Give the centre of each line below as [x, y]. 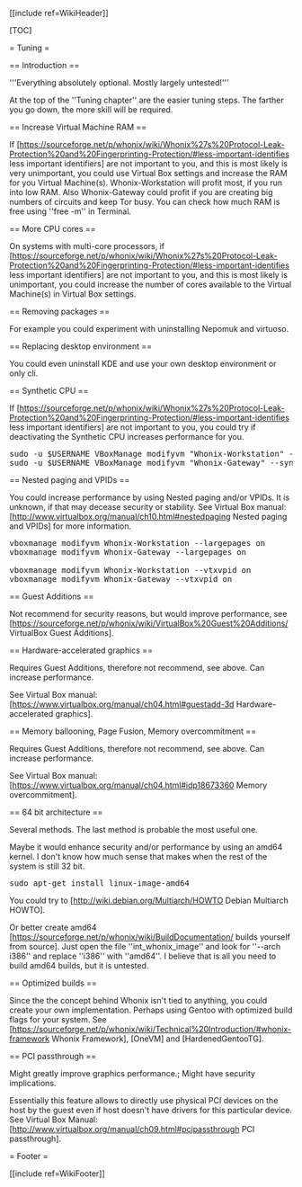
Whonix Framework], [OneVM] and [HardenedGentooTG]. [158, 1039]
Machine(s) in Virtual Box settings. [73, 294]
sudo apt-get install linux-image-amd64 [100, 884]
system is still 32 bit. [47, 866]
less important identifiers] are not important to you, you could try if [133, 427]
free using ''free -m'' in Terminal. [71, 211]
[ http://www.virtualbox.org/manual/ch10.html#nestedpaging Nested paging [148, 517]
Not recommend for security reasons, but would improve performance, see [148, 614]
